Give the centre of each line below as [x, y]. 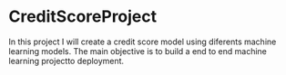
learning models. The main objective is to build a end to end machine [138, 51]
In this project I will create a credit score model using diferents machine [143, 42]
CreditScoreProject [83, 17]
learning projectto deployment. [66, 61]
